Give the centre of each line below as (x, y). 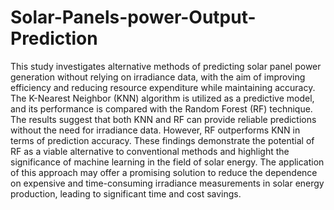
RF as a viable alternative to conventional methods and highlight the (150, 151)
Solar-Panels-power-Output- (133, 17)
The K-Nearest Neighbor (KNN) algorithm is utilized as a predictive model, (162, 98)
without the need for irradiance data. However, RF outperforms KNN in (155, 130)
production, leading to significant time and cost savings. (126, 193)
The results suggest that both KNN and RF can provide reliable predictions (163, 119)
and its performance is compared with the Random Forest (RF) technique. (161, 108)
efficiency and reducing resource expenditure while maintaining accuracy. (163, 87)
